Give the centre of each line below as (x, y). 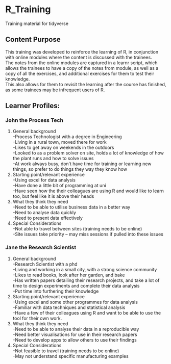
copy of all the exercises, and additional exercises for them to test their (80, 73)
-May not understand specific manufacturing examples (70, 356)
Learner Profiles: (33, 106)
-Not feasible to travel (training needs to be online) (66, 351)
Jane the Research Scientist (41, 247)
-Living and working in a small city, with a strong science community (85, 269)
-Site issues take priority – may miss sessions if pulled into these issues (88, 234)
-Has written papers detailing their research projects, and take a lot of (86, 280)
